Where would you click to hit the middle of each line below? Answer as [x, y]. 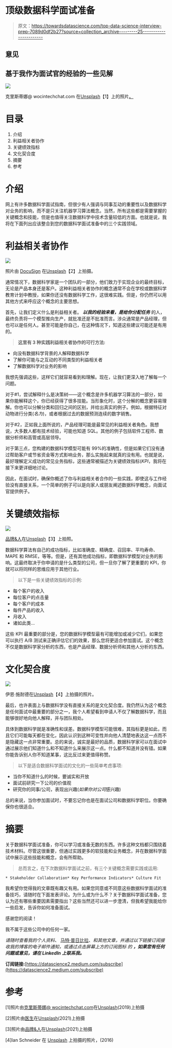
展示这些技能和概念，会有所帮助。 [50, 857]
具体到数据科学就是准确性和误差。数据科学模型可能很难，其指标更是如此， [84, 729]
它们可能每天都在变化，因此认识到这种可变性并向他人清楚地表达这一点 [83, 735]
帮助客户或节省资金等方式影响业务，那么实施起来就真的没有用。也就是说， [88, 455]
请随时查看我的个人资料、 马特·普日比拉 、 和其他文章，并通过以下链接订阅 [83, 940]
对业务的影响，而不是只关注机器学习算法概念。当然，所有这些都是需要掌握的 [86, 211]
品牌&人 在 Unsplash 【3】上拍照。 [40, 539]
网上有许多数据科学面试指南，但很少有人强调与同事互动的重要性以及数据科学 [86, 204]
